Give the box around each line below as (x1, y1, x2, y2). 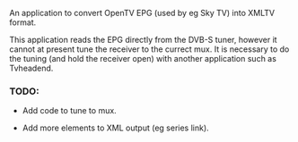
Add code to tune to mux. (22, 105, 117, 116)
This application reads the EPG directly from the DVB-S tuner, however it (9, 35, 277, 45)
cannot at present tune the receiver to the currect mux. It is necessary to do (9, 44, 290, 54)
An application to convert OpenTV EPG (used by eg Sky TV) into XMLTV (9, 8, 276, 18)
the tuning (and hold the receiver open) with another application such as (9, 54, 276, 63)
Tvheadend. (9, 63, 54, 73)
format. (9, 17, 37, 28)
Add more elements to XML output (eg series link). (22, 122, 209, 133)
